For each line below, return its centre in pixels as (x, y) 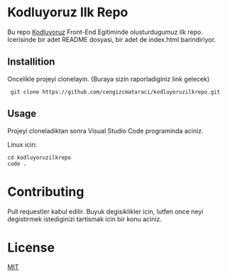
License (31, 247)
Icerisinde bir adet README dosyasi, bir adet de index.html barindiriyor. (112, 39)
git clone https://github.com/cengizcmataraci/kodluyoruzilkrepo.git (115, 92)
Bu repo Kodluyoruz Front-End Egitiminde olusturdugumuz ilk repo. (105, 32)
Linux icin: (22, 144)
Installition (31, 62)
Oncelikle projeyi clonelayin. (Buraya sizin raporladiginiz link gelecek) (109, 79)
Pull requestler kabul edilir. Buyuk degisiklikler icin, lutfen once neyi (105, 211)
